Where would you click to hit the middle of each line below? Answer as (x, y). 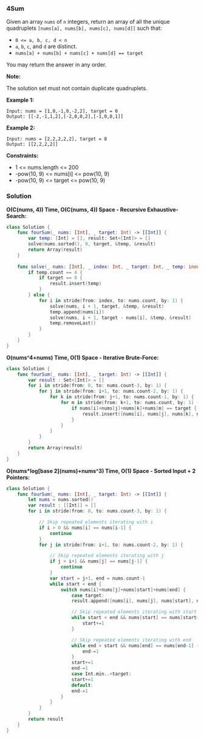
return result (46, 720)
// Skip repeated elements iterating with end (131, 640)
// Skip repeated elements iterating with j (107, 556)
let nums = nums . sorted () (61, 500)
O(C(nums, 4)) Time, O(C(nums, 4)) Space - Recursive (76, 209)
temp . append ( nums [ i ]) (77, 312)
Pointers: (18, 477)
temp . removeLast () (73, 323)
